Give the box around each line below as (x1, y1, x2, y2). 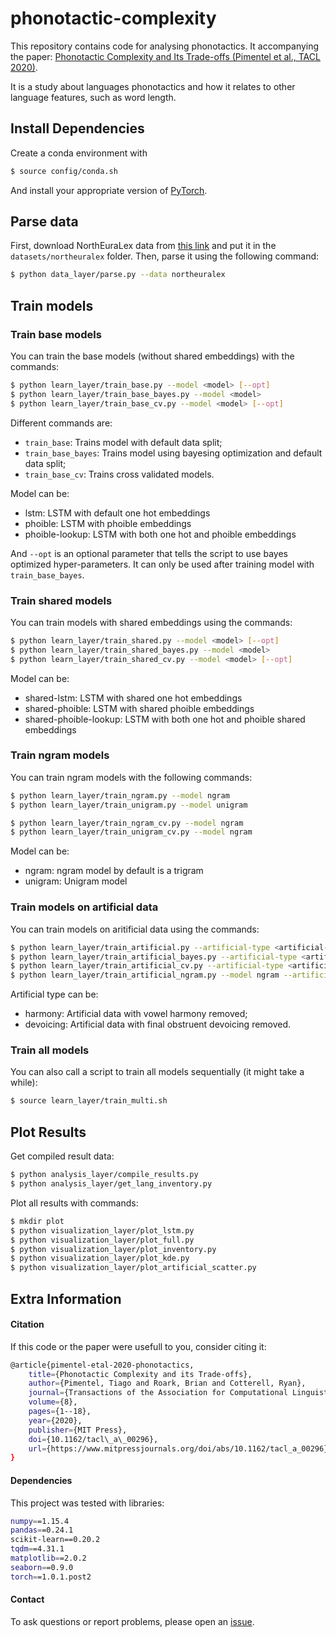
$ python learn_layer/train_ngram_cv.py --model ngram (10, 818, 244, 828)
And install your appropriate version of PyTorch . (10, 184, 208, 196)
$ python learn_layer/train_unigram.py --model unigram (10, 800, 248, 810)
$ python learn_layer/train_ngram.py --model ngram (10, 790, 230, 801)
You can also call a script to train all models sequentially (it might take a (10, 1066, 305, 1078)
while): (10, 1077, 38, 1089)
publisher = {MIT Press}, (28, 1425, 128, 1435)
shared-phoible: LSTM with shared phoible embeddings (24, 702, 255, 714)
